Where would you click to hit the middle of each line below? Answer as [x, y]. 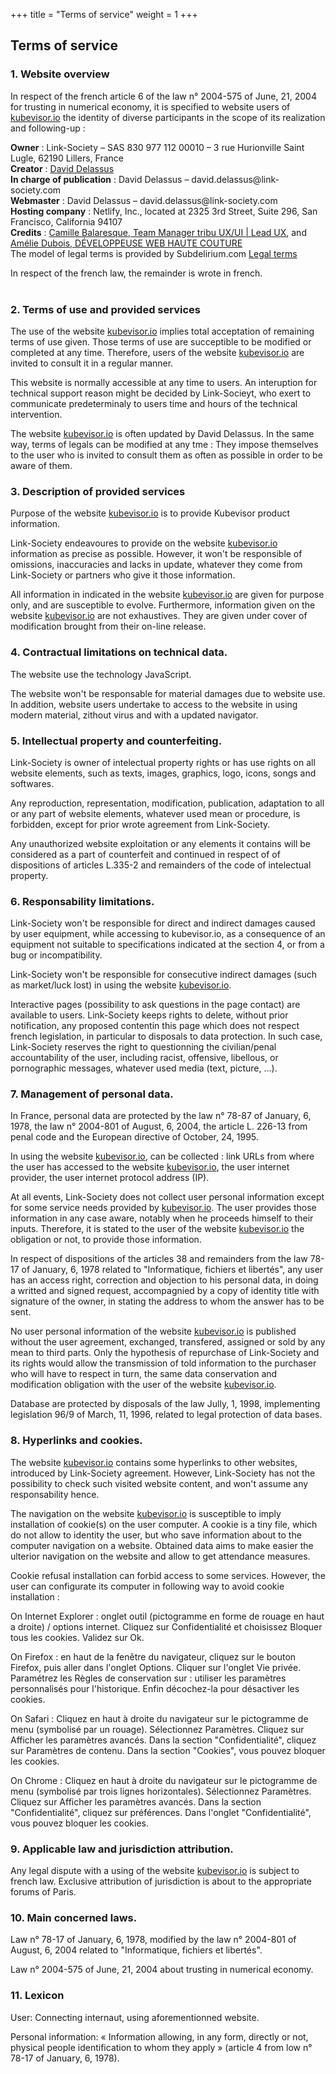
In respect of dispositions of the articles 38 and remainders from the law [159, 1259]
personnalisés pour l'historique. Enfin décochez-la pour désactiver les [155, 1688]
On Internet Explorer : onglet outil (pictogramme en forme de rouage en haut [167, 1616]
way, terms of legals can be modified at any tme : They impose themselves [164, 444]
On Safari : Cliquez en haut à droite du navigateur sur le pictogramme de [159, 1718]
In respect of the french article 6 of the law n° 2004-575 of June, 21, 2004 [163, 96]
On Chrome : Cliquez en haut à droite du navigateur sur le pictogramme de [164, 1780]
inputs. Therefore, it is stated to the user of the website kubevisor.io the [157, 1229]
